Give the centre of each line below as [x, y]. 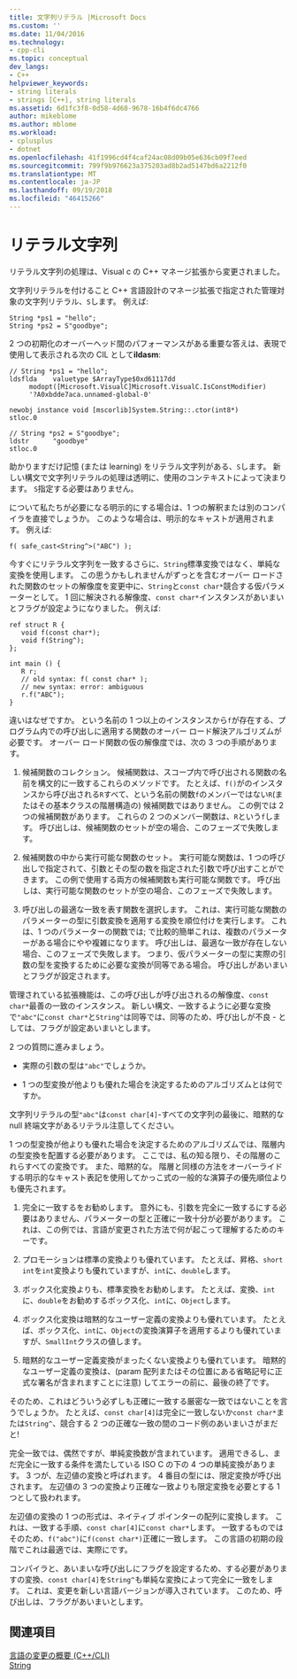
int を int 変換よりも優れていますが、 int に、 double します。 [129, 1270]
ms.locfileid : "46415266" [57, 199]
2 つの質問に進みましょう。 [59, 1046]
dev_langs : [29, 67]
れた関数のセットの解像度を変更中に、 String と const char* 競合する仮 [136, 586]
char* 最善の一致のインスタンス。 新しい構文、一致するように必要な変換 [140, 1006]
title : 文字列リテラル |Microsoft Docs [78, 17]
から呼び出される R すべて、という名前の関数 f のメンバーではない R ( [156, 794]
